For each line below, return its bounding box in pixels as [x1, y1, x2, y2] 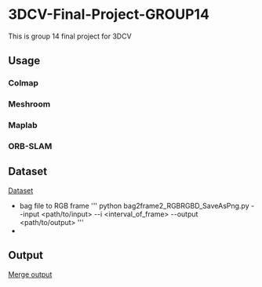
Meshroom [8, 99, 51, 110]
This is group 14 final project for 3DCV [8, 31, 132, 41]
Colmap [8, 78, 39, 89]
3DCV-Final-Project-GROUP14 [8, 5, 210, 24]
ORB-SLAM [8, 141, 53, 152]
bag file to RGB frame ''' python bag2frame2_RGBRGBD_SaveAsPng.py [19, 201, 249, 210]
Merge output [8, 269, 53, 279]
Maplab [8, 120, 38, 131]
